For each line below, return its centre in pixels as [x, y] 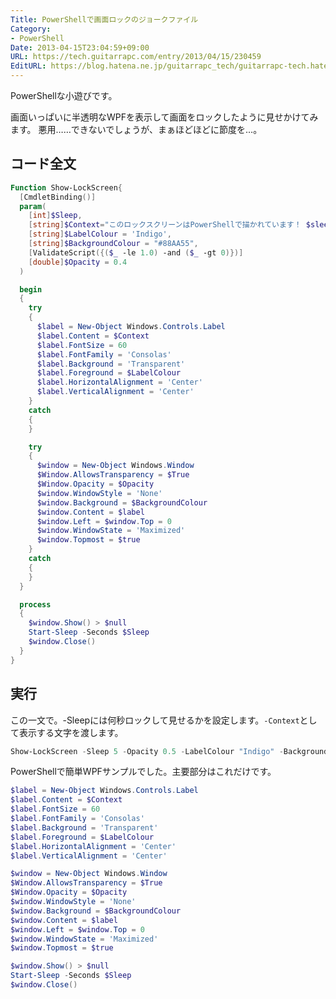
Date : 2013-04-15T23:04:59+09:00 [80, 47]
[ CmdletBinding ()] [58, 197]
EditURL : [28, 66]
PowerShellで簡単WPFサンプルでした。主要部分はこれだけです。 [143, 772]
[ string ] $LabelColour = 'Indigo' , [100, 234]
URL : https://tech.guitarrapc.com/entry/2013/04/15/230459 [136, 57]
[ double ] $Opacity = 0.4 [78, 262]
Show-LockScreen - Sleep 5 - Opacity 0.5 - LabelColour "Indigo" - [147, 751]
